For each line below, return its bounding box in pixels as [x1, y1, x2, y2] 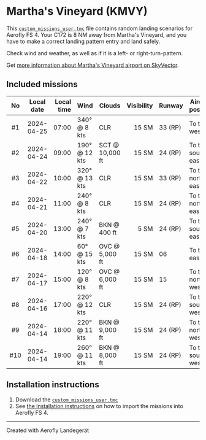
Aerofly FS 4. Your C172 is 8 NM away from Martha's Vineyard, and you [6, 31, 187, 38]
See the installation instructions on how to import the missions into [15, 402, 184, 409]
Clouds [99, 101, 121, 110]
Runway [159, 101, 183, 110]
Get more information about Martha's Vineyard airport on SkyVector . [6, 61, 179, 69]
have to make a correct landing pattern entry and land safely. [6, 37, 161, 45]
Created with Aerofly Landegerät [6, 426, 90, 434]
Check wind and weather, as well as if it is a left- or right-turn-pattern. [6, 49, 183, 56]
